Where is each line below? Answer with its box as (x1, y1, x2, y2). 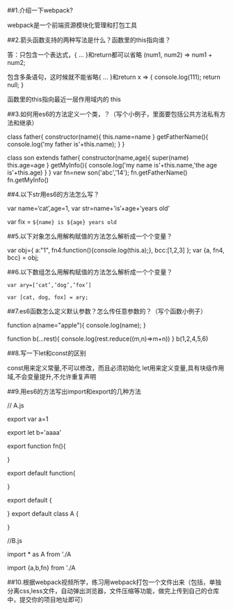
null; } (7, 81, 24, 89)
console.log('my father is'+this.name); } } (7, 140, 125, 148)
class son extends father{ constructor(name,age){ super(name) (7, 154, 189, 162)
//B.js (7, 537, 23, 544)
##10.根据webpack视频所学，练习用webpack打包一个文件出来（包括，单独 (7, 578, 222, 586)
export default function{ (7, 469, 76, 477)
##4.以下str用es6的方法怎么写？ (7, 191, 99, 198)
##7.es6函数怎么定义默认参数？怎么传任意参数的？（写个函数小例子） (7, 307, 207, 315)
